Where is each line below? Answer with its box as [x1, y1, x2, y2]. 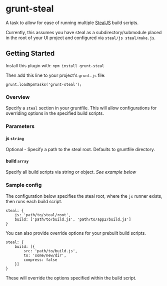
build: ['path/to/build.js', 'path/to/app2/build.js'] [14, 217, 131, 222]
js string [5, 135, 24, 141]
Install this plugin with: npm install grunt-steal [5, 62, 104, 68]
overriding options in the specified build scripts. [5, 110, 104, 116]
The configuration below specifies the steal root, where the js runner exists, [5, 193, 162, 199]
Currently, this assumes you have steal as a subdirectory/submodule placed [5, 29, 162, 35]
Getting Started [5, 49, 55, 58]
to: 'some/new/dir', [23, 253, 66, 258]
